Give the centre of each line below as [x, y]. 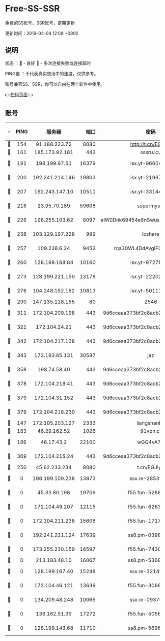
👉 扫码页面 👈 [19, 95]
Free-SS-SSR [32, 9]
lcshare [151, 234]
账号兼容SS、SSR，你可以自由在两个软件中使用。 [55, 84]
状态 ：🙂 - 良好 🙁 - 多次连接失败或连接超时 [48, 63]
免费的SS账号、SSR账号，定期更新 [40, 23]
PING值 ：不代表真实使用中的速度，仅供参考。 [52, 73]
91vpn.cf [151, 431]
